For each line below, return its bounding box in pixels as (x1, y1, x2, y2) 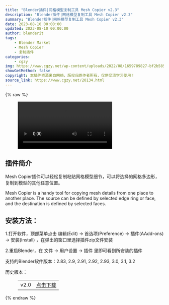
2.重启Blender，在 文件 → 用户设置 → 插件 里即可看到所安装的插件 (5, 248, 142, 254)
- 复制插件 (14, 49, 34, 54)
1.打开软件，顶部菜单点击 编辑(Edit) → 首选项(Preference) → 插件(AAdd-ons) (5, 230, 164, 237)
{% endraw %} (5, 295, 36, 301)
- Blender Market (14, 40, 51, 45)
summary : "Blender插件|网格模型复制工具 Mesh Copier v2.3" (5, 17, 124, 22)
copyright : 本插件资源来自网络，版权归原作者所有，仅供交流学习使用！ (5, 73, 135, 78)
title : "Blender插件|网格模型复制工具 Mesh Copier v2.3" (5, 7, 120, 13)
